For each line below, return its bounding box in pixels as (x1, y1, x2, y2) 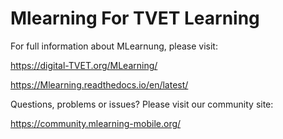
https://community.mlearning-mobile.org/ (10, 117, 182, 129)
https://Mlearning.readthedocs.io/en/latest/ (10, 78, 189, 91)
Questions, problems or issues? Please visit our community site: (10, 98, 274, 110)
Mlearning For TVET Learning (10, 7, 260, 30)
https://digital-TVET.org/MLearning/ (10, 59, 158, 71)
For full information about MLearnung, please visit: (10, 40, 218, 52)
